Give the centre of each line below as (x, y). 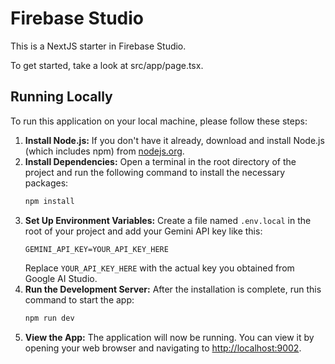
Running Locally (61, 97)
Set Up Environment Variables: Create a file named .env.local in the (168, 220)
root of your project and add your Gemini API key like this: (143, 231)
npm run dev (49, 318)
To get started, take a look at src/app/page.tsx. (107, 65)
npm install (49, 201)
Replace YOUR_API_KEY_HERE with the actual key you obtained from (159, 268)
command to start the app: (79, 299)
